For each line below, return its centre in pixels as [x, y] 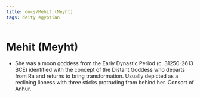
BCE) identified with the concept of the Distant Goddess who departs [100, 70]
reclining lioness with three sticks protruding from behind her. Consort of [104, 83]
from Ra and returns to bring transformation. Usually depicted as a [96, 76]
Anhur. [23, 89]
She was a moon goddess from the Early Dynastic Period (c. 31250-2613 [104, 63]
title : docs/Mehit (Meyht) [40, 12]
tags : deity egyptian [33, 17]
